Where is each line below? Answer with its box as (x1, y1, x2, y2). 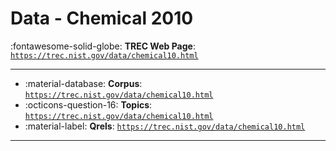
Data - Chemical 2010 (10, 7, 194, 30)
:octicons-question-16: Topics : (24, 98, 153, 111)
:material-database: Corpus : (24, 77, 143, 89)
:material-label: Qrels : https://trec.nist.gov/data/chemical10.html (24, 120, 306, 132)
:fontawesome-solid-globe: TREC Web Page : (10, 40, 196, 52)
